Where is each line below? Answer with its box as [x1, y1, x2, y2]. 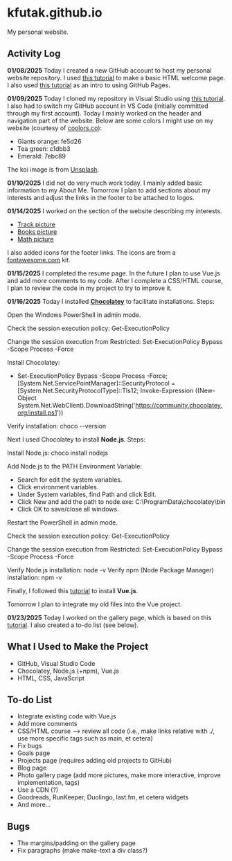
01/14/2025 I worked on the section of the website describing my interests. [7, 206, 223, 215]
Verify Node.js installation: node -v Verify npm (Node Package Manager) [7, 565, 215, 574]
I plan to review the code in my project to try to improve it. [7, 284, 172, 292]
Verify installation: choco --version [7, 422, 107, 430]
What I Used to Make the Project [7, 641, 149, 653]
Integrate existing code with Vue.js [17, 712, 116, 720]
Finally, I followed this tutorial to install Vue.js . [7, 586, 139, 595]
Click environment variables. [17, 482, 99, 491]
